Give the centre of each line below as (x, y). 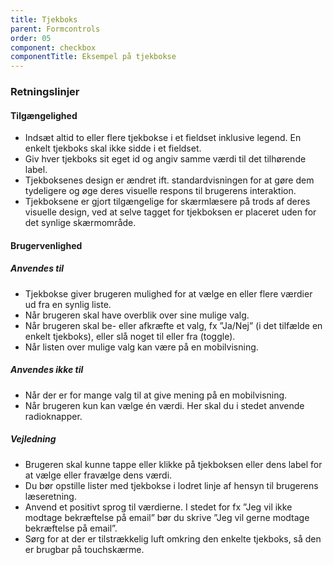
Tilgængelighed (44, 115)
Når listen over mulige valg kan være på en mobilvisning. (141, 347)
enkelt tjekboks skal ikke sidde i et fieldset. (113, 148)
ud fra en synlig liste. (68, 304)
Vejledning (33, 439)
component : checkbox (53, 47)
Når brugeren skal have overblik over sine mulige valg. (137, 315)
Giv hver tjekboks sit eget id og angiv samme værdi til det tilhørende (165, 159)
